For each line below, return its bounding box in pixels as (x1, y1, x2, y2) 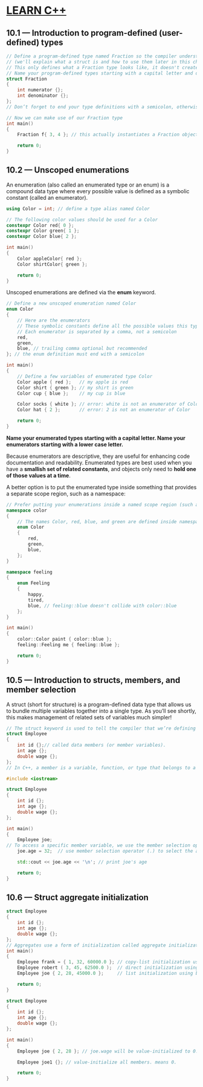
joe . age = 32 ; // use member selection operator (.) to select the (17, 848, 193, 854)
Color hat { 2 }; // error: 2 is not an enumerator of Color (17, 407, 190, 413)
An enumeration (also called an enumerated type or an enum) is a (6, 181, 170, 188)
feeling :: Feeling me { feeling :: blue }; (17, 642, 120, 648)
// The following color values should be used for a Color (6, 216, 158, 223)
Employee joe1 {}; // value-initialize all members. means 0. (17, 1059, 177, 1065)
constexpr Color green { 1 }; (6, 228, 80, 234)
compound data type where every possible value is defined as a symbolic (6, 187, 190, 194)
